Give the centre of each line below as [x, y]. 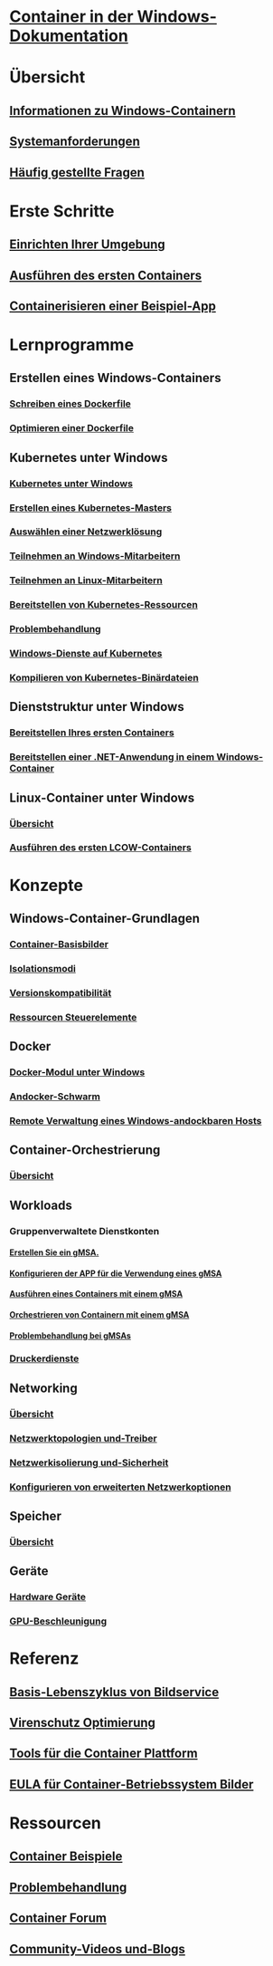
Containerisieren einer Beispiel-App [113, 306]
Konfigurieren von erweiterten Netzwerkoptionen [121, 1487]
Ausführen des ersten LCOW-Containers [100, 848]
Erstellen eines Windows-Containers [115, 378]
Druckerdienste [44, 1358]
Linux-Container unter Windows [102, 797]
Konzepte [47, 885]
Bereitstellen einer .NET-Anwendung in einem [112, 757]
